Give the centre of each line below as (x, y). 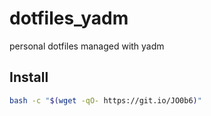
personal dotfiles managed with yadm (87, 46)
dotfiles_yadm (69, 18)
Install (29, 77)
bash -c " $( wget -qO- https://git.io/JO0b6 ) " (105, 100)
